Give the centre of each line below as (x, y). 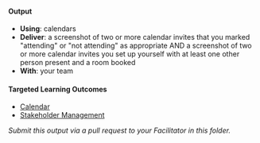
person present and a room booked (78, 63)
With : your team (47, 71)
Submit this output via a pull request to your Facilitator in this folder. (119, 130)
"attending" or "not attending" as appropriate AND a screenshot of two (136, 46)
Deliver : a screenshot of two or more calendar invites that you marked (135, 37)
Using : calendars (48, 29)
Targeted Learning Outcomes (58, 89)
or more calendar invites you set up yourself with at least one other (130, 54)
